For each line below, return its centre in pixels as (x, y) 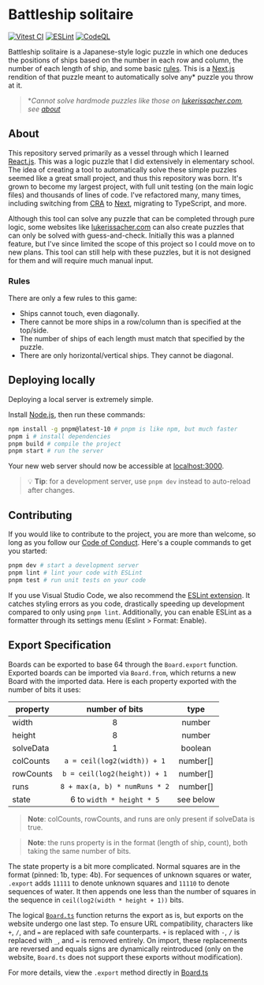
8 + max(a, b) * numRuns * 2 (115, 786)
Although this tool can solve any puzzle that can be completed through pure (131, 218)
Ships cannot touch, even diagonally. (80, 314)
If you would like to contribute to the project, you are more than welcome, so (132, 534)
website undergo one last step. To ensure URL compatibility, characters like (131, 923)
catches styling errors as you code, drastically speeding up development (126, 603)
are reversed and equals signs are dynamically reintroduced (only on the (126, 949)
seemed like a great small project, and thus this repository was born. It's (125, 178)
